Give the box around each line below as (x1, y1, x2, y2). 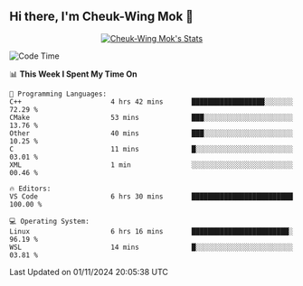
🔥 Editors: (9, 184, 52, 193)
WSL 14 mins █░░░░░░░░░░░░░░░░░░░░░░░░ (9, 243, 294, 252)
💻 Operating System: (9, 217, 90, 226)
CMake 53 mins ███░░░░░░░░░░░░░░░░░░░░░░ (9, 113, 294, 122)
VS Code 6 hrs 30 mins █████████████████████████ (9, 191, 294, 201)
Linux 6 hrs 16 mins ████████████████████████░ (9, 226, 294, 235)
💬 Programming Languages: (9, 89, 107, 98)
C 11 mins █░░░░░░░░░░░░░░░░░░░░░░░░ (9, 144, 294, 153)
